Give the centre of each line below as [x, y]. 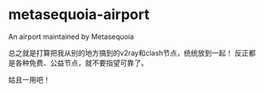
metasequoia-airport [79, 15]
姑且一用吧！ [29, 79]
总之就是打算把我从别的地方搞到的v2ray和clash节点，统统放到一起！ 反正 [129, 52]
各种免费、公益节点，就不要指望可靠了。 [81, 63]
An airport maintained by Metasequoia [71, 36]
